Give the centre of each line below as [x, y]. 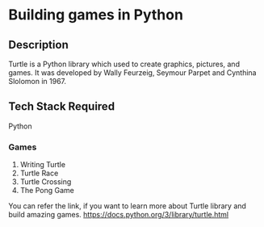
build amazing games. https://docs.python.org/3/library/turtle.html [118, 215]
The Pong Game [47, 191]
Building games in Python [96, 15]
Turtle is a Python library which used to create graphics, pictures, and [124, 64]
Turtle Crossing [46, 182]
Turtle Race [39, 173]
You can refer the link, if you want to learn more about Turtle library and [127, 206]
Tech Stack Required [62, 107]
